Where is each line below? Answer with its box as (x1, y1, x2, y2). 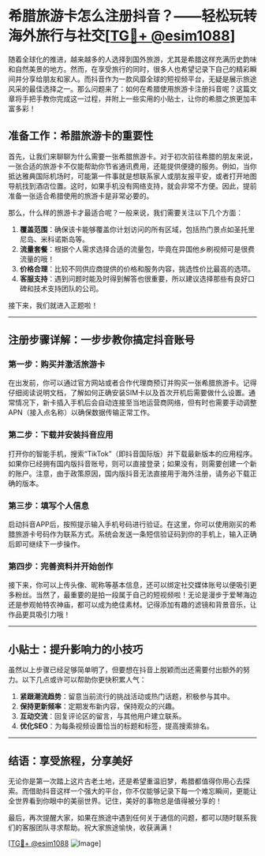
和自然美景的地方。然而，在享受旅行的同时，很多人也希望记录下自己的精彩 (8, 64, 250, 73)
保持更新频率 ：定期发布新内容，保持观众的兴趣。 (19, 701, 179, 711)
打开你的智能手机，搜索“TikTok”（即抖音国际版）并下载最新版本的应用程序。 (8, 449, 257, 458)
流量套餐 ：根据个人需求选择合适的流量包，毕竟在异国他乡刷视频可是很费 (19, 244, 255, 253)
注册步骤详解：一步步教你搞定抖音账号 (8, 333, 195, 347)
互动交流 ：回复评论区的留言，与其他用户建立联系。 (19, 712, 186, 721)
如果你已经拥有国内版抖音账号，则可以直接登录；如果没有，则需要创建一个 (8, 458, 250, 468)
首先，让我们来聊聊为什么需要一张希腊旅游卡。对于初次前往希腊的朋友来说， (8, 151, 257, 161)
